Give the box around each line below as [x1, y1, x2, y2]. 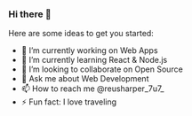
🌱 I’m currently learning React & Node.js [20, 55, 168, 66]
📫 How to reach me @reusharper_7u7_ [20, 83, 164, 94]
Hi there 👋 [8, 8, 52, 20]
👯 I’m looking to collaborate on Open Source [20, 64, 183, 74]
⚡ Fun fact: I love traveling [20, 97, 117, 107]
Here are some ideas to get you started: [8, 28, 155, 39]
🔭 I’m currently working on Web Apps [20, 45, 158, 56]
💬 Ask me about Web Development [20, 73, 149, 84]
